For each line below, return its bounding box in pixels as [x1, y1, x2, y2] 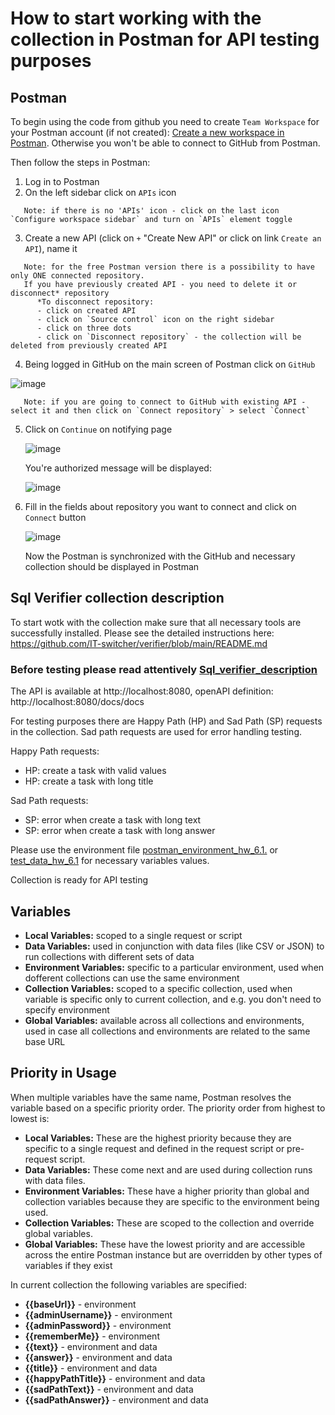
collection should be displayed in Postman [24, 561, 200, 572]
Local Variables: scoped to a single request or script [24, 929, 243, 941]
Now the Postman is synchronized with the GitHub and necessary [24, 550, 296, 562]
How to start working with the [10, 7, 262, 30]
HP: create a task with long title [24, 775, 154, 787]
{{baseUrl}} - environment [24, 1298, 137, 1310]
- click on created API [36, 306, 137, 316]
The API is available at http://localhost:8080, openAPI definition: [10, 685, 274, 697]
